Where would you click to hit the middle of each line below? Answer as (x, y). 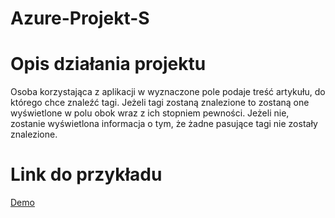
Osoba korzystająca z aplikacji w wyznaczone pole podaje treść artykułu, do (168, 92)
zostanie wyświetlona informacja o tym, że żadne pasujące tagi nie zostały (164, 124)
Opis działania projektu (108, 64)
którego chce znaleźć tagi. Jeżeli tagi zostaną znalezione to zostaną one (160, 103)
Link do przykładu (86, 174)
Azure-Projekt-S (80, 18)
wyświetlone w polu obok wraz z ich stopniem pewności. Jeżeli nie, (150, 113)
